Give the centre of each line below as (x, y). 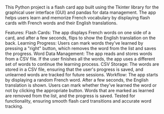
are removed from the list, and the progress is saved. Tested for (70, 96)
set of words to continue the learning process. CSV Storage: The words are (82, 64)
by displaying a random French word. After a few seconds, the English (77, 80)
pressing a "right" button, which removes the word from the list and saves (81, 48)
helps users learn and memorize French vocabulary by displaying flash (78, 18)
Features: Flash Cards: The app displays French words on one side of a (78, 32)
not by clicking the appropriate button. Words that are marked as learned (80, 90)
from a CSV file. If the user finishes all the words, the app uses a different (80, 59)
